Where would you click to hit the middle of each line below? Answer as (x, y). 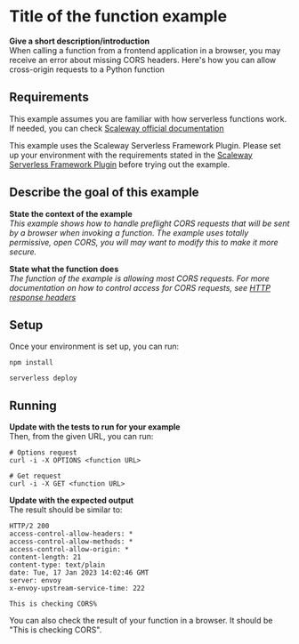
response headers (43, 297)
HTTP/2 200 (29, 527)
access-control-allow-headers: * (71, 534)
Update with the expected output (72, 501)
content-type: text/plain (57, 565)
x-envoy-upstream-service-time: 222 (77, 589)
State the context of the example (71, 213)
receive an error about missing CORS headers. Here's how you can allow (143, 60)
